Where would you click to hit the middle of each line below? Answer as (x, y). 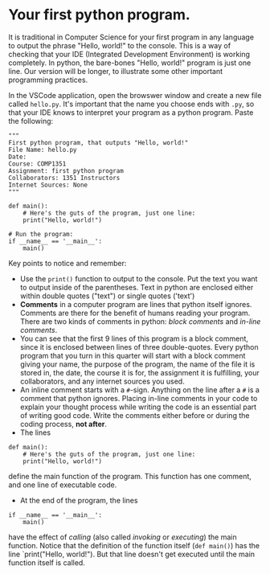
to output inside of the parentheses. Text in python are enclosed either (137, 287)
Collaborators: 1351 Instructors (64, 178)
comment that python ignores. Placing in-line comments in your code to (139, 398)
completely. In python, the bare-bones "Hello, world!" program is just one (130, 63)
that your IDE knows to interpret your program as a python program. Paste (131, 112)
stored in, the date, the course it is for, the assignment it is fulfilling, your (139, 372)
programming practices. (48, 80)
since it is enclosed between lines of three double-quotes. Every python (139, 346)
